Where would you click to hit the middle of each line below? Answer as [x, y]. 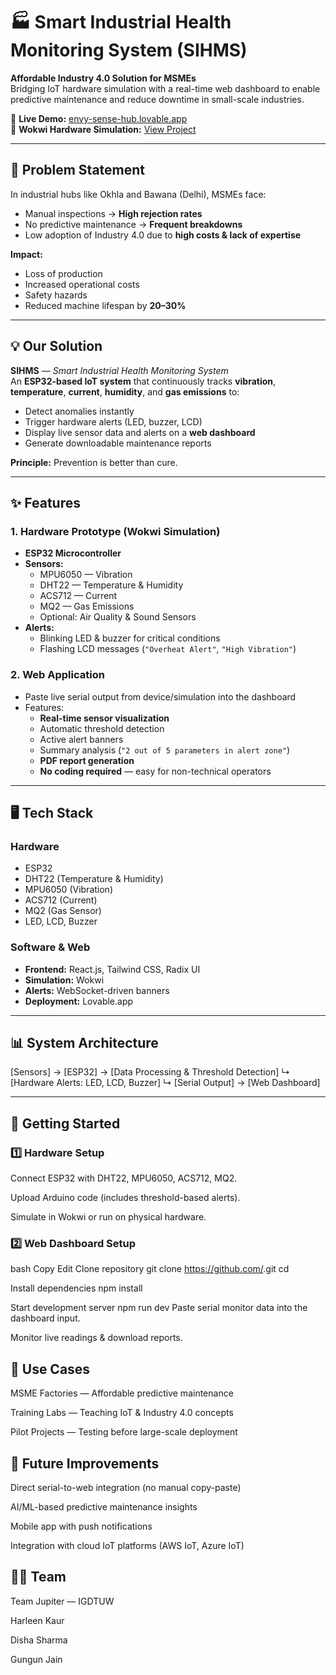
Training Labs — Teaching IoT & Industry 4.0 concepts [122, 1413]
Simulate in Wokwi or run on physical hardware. [108, 1217]
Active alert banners [81, 739]
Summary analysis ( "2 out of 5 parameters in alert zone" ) [165, 750]
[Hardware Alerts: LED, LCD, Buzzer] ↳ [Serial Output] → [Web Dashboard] [165, 1083]
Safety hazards [56, 295]
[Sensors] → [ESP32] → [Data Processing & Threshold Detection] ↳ [150, 1072]
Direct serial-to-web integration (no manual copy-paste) [126, 1487]
